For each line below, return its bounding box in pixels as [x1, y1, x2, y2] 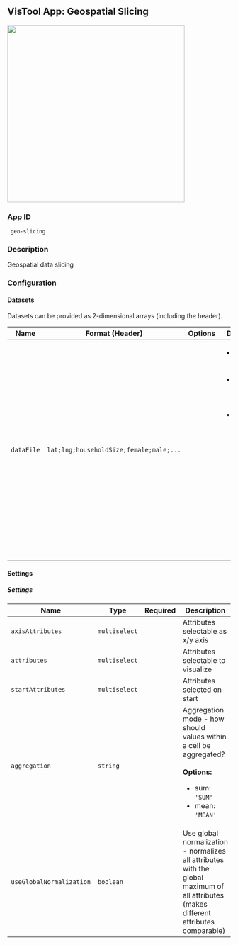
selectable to [183, 656, 226, 666]
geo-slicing [10, 228, 46, 235]
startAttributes [11, 686, 66, 694]
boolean [98, 878, 124, 886]
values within [183, 732, 227, 742]
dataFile [11, 446, 40, 454]
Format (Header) [85, 328, 143, 338]
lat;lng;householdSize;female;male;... [47, 446, 182, 454]
